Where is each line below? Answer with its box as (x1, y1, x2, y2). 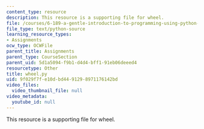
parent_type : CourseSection (6, 54, 78, 60)
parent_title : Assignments (6, 48, 75, 55)
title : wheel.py (6, 71, 47, 77)
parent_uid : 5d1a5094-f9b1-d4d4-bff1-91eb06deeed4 (6, 59, 137, 65)
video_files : (6, 82, 39, 88)
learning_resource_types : (6, 31, 72, 38)
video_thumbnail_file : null (12, 88, 83, 94)
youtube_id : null (12, 99, 56, 105)
